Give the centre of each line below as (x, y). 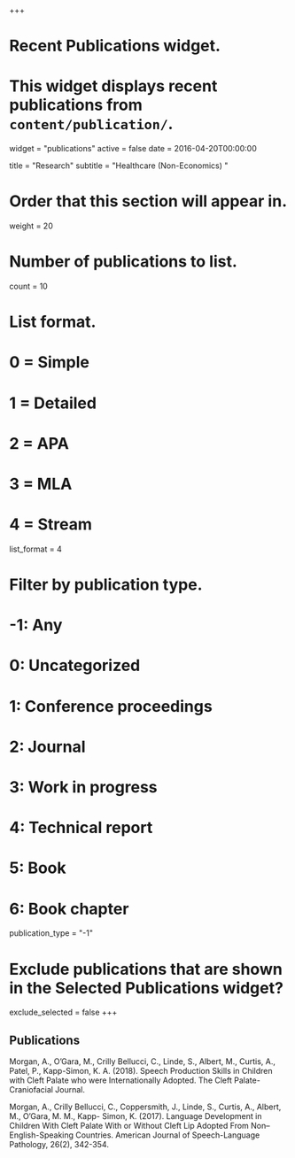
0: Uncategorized (75, 666)
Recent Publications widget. (115, 46)
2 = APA (39, 443)
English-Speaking (41, 1135)
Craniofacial (31, 1090)
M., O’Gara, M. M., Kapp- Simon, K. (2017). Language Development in (136, 1116)
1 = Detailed (53, 403)
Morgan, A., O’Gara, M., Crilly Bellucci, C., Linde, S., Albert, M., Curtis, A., (143, 1061)
